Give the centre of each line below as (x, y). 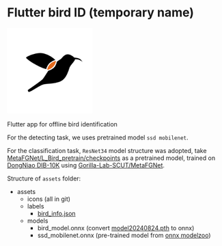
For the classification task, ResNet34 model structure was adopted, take (107, 150)
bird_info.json (57, 213)
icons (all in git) (48, 199)
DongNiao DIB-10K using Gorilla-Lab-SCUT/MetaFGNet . (86, 165)
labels (36, 206)
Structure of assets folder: (44, 178)
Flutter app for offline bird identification (63, 124)
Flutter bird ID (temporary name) (101, 13)
